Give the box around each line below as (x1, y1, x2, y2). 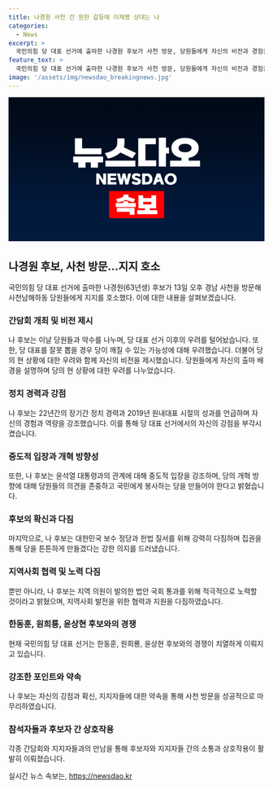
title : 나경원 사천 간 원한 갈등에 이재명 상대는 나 (8, 13, 160, 21)
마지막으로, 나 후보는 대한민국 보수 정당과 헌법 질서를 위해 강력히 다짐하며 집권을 (8, 533, 262, 543)
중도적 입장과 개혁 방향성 (8, 450, 99, 462)
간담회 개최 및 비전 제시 (8, 314, 93, 326)
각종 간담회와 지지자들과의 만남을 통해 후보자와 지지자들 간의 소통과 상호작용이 (8, 743, 256, 753)
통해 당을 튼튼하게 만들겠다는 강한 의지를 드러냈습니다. (8, 544, 180, 554)
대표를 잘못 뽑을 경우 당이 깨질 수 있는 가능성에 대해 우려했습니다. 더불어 (27, 345, 255, 355)
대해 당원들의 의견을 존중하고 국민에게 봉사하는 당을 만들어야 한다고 (23, 480, 236, 490)
